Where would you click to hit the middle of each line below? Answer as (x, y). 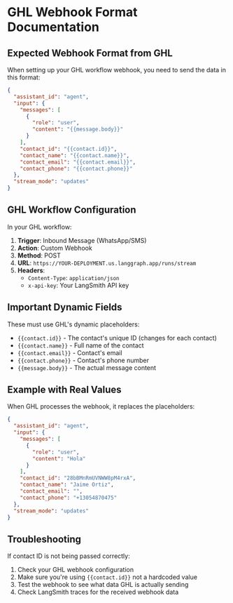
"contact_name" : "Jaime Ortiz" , (67, 485)
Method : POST (39, 255)
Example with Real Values (64, 390)
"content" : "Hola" (59, 458)
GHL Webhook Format (72, 12)
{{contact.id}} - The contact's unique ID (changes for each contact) (117, 338)
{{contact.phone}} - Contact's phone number (83, 360)
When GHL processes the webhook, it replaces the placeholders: (101, 406)
